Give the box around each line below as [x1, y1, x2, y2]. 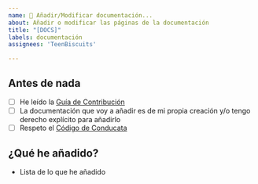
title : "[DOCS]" [8, 26, 61, 34]
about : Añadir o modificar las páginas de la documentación [8, 19, 210, 27]
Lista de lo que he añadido [19, 167, 106, 176]
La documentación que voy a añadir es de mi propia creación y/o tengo [19, 106, 251, 115]
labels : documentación [8, 33, 83, 41]
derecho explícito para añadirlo [19, 115, 121, 124]
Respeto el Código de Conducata [19, 123, 127, 133]
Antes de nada [8, 76, 81, 90]
